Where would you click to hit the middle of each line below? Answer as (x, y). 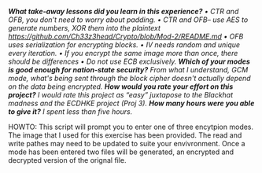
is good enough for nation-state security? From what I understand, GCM (128, 70)
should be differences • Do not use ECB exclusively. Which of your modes (129, 61)
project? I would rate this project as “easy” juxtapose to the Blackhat (121, 95)
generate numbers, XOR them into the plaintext (85, 28)
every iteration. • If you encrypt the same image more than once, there (123, 53)
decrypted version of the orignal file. (68, 160)
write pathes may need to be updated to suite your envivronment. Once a (127, 144)
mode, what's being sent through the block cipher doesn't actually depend (129, 78)
